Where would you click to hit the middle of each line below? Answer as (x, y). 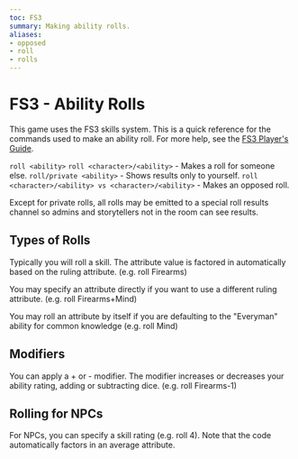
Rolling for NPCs (56, 413)
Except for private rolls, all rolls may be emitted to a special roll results (139, 202)
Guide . (22, 148)
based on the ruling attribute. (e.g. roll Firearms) (98, 271)
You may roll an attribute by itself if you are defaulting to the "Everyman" (144, 316)
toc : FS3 (26, 18)
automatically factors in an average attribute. (92, 445)
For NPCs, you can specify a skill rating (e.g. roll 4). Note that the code (140, 436)
